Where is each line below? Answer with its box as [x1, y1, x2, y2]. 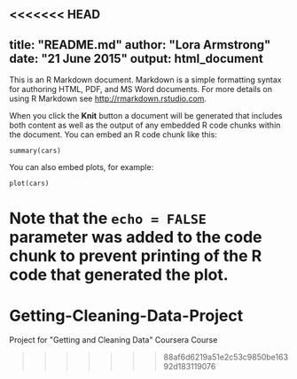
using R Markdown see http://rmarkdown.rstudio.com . [9, 93, 207, 104]
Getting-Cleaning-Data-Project [9, 306, 244, 326]
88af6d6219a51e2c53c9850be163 [163, 352, 289, 362]
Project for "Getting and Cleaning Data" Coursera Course [9, 335, 218, 345]
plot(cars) [9, 179, 50, 189]
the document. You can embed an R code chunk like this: [9, 129, 217, 140]
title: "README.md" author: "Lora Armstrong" [9, 37, 271, 52]
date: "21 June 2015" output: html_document [9, 50, 263, 66]
